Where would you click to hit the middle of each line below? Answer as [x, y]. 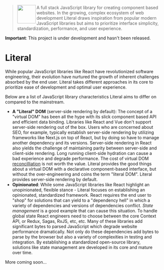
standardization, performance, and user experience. [70, 29]
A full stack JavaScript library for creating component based [97, 8]
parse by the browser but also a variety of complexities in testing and [82, 237]
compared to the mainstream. [35, 102]
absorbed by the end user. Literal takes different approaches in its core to [79, 82]
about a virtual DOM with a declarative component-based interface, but [84, 169]
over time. [22, 252]
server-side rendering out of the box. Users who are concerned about [82, 127]
